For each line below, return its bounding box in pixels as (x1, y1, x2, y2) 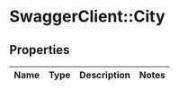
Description (79, 69, 130, 81)
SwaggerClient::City (9, 6, 166, 27)
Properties (9, 42, 70, 58)
